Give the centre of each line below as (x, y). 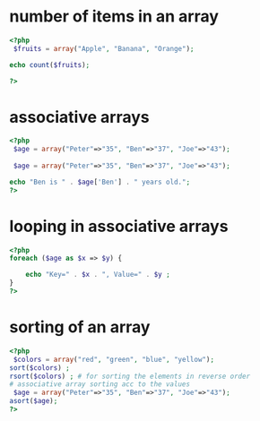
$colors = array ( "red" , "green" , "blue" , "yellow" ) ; (114, 359)
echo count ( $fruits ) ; (50, 64)
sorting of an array (80, 327)
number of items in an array (114, 17)
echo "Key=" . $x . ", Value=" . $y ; (98, 275)
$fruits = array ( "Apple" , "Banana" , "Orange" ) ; (104, 48)
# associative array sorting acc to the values (100, 384)
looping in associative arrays (119, 226)
